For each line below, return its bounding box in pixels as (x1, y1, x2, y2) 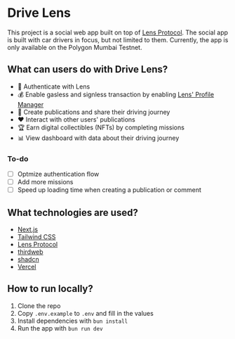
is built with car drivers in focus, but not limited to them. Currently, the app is (7, 35, 229, 44)
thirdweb (17, 248, 43, 256)
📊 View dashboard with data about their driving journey (17, 134, 180, 142)
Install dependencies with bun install (17, 316, 128, 325)
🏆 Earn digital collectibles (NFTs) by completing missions (17, 123, 184, 132)
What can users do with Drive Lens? (7, 63, 168, 75)
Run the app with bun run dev (17, 324, 103, 332)
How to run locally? (7, 283, 93, 295)
